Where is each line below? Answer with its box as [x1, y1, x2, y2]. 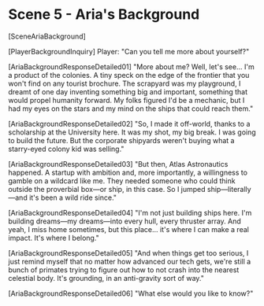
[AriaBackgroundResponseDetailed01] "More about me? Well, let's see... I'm [8, 61, 255, 72]
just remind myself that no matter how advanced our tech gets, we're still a [8, 256, 251, 266]
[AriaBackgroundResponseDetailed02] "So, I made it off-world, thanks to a [8, 119, 251, 128]
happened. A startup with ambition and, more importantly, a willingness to [8, 168, 248, 177]
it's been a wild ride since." [28, 193, 117, 202]
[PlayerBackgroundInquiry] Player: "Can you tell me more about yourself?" [8, 46, 250, 56]
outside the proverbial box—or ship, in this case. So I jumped [8, 184, 206, 194]
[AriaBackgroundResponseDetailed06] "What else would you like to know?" [8, 289, 254, 298]
